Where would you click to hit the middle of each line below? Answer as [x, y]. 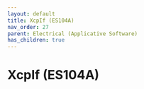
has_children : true [36, 40]
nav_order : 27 [28, 27]
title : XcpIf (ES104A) [41, 20]
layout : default [31, 14]
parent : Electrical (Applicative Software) [73, 34]
